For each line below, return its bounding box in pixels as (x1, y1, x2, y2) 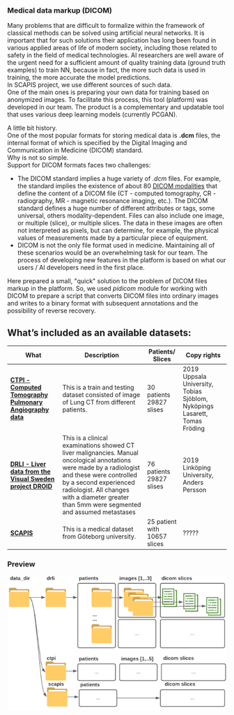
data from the (10, 467, 51, 476)
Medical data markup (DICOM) (7, 6, 113, 15)
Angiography (10, 405, 49, 414)
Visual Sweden (10, 474, 55, 483)
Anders (182, 479, 204, 487)
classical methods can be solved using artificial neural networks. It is (7, 29, 205, 37)
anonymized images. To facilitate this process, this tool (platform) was (7, 96, 208, 104)
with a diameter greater (62, 493, 130, 502)
